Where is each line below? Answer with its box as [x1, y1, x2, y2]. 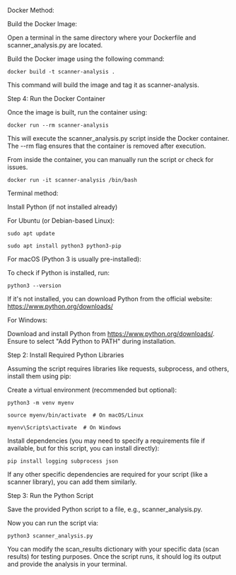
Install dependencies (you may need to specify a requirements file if [7, 436, 206, 445]
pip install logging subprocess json [7, 458, 119, 465]
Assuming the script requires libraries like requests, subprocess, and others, [7, 364, 230, 373]
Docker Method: [7, 6, 54, 14]
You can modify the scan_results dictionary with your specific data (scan [7, 545, 220, 553]
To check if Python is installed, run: [7, 269, 110, 277]
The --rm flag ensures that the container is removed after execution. [7, 141, 206, 150]
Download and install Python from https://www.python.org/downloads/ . [7, 330, 216, 338]
